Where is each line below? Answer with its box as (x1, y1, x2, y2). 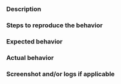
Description (6, 5, 42, 13)
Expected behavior (6, 37, 63, 45)
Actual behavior (6, 53, 54, 62)
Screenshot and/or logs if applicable (6, 69, 115, 78)
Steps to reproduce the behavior (6, 21, 103, 29)
